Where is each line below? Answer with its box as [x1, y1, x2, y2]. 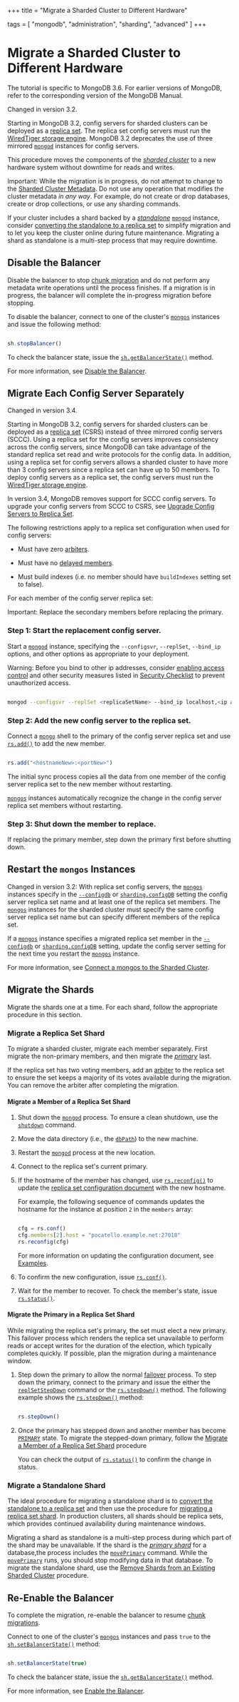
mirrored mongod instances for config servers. [7, 141, 140, 150]
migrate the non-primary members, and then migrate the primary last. [7, 1052, 212, 1060]
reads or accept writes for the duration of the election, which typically [7, 1342, 212, 1350]
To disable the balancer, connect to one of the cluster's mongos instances [7, 312, 221, 320]
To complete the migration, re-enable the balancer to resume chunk [7, 1611, 206, 1619]
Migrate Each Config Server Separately [7, 387, 185, 400]
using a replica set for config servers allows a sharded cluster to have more [7, 458, 229, 467]
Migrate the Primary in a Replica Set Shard [7, 1310, 135, 1319]
